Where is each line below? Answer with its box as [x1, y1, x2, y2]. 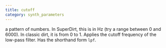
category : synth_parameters [5, 12, 65, 17]
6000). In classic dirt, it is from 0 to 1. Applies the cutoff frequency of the [5, 31, 156, 37]
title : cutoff [5, 7, 35, 13]
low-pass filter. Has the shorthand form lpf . [5, 36, 96, 43]
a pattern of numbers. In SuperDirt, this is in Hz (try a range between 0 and [5, 26, 161, 32]
